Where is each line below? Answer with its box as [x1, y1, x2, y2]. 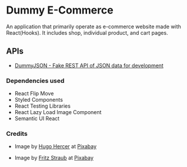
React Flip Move [14, 90, 54, 97]
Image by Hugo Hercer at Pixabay [14, 143, 97, 150]
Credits [6, 129, 28, 138]
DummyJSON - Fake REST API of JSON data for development [14, 62, 163, 69]
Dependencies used [6, 76, 65, 85]
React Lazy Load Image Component [14, 109, 102, 116]
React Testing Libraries [14, 102, 71, 109]
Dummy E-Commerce [6, 4, 113, 17]
